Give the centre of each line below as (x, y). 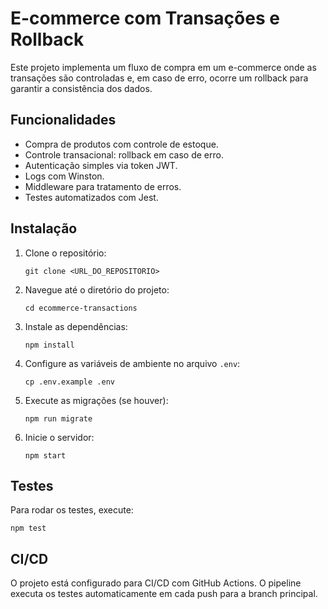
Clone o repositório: (65, 253)
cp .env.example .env (69, 382)
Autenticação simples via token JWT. (101, 165)
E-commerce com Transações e (145, 18)
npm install (49, 345)
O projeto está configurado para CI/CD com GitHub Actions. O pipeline (156, 583)
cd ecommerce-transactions (81, 308)
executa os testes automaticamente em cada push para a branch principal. (164, 594)
